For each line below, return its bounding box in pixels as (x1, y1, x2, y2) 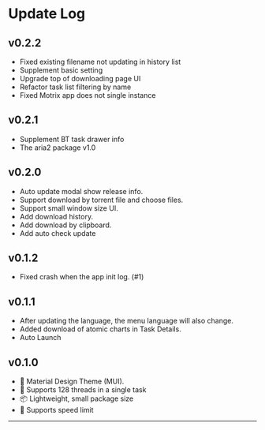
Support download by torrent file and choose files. (19, 195, 184, 204)
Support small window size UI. (19, 203, 118, 213)
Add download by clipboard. (19, 220, 112, 230)
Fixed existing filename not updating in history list (19, 57, 181, 66)
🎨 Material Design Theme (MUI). (19, 376, 125, 387)
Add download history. (19, 211, 93, 221)
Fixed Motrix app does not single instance (19, 91, 156, 99)
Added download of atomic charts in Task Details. (19, 324, 181, 334)
